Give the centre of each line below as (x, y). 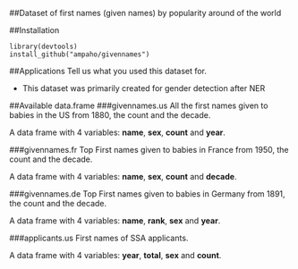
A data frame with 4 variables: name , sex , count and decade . (123, 177)
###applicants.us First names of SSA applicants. (99, 238)
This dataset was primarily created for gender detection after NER (144, 88)
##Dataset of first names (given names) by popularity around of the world (145, 13)
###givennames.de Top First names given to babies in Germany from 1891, (147, 194)
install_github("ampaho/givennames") (80, 55)
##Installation (34, 30)
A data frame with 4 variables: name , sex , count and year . (118, 132)
